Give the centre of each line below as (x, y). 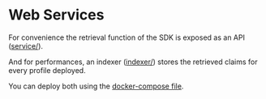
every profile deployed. (47, 70)
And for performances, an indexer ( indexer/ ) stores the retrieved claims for (133, 62)
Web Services (56, 15)
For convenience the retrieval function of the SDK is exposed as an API (127, 37)
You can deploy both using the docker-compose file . (96, 86)
